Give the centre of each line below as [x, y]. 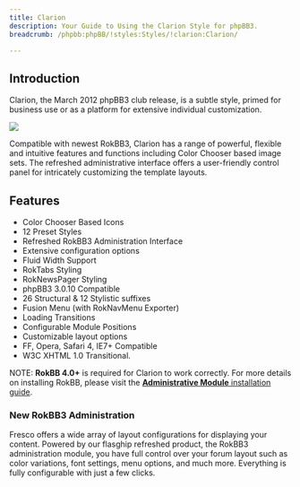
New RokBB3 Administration [72, 415]
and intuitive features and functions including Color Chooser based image [146, 153]
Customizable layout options [75, 336]
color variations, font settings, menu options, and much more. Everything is [148, 464]
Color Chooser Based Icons [73, 222]
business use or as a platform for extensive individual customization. [136, 109]
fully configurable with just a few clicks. [82, 473]
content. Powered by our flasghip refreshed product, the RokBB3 [129, 444]
